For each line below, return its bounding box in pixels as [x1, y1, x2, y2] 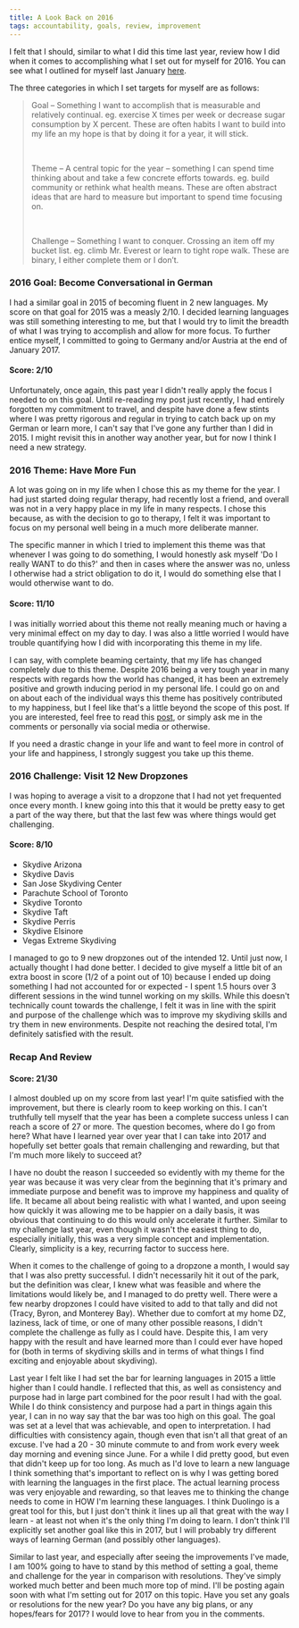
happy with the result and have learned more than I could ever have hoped [9, 1337, 284, 1347]
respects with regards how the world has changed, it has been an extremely [9, 673, 289, 684]
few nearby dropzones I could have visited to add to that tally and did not [9, 1298, 278, 1310]
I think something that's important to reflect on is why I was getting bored [9, 1468, 279, 1479]
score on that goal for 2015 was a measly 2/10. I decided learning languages [9, 306, 289, 317]
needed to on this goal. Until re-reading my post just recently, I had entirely [9, 394, 286, 405]
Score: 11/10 [9, 598, 55, 609]
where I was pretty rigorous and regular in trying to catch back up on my [9, 413, 277, 424]
